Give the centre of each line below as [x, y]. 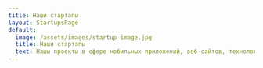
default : [22, 30]
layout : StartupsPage [43, 23]
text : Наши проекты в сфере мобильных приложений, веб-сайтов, [120, 52]
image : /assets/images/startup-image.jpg [84, 37]
